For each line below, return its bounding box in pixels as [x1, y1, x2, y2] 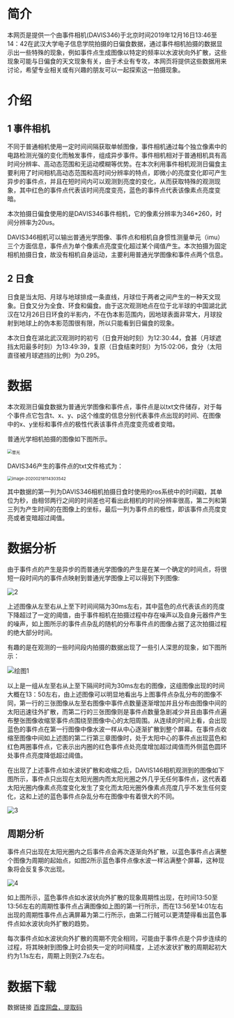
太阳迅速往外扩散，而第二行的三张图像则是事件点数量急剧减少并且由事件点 [7, 707, 221, 715]
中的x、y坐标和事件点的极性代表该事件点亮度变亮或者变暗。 [7, 420, 179, 428]
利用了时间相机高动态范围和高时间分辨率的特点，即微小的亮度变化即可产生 [13, 168, 227, 176]
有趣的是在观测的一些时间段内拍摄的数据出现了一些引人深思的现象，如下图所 [7, 643, 227, 651]
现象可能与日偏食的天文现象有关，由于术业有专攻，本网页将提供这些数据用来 [7, 56, 227, 65]
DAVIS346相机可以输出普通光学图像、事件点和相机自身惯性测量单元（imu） [7, 233, 224, 241]
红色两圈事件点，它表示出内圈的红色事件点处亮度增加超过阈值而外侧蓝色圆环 [7, 742, 227, 750]
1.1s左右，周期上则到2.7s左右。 [19, 952, 109, 960]
